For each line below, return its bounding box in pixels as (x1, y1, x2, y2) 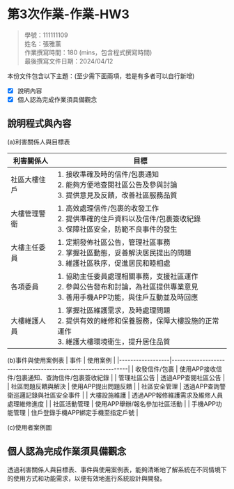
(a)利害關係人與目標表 (7, 137, 71, 146)
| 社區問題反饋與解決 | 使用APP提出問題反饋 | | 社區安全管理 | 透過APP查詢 (7, 382, 220, 391)
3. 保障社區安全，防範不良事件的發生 (57, 224, 178, 234)
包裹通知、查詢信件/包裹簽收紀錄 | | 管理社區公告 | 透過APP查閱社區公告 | (15, 373, 225, 382)
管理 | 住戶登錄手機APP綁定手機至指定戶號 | (13, 408, 139, 416)
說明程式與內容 (7, 118, 72, 130)
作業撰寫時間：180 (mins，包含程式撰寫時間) (24, 48, 153, 57)
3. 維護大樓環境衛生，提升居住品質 (57, 336, 171, 346)
